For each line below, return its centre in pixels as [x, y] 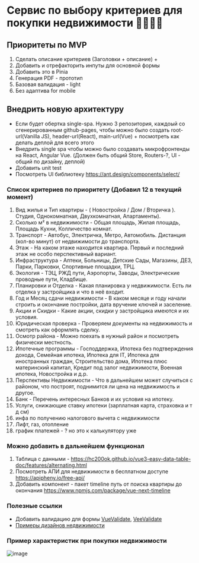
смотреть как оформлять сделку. [57, 330]
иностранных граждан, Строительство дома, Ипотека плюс [91, 361]
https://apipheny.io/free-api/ [50, 478]
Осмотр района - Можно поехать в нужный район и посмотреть [97, 336]
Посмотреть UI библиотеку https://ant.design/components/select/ [97, 174]
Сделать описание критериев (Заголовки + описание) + [86, 59]
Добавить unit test [38, 167]
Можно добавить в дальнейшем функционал [76, 446]
